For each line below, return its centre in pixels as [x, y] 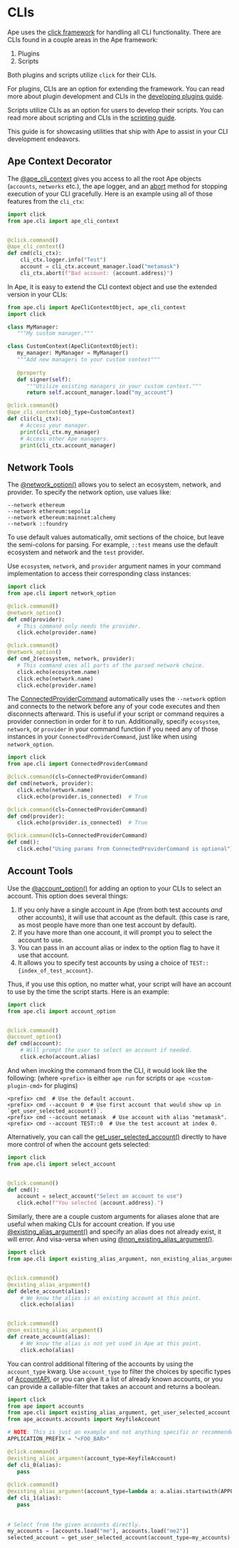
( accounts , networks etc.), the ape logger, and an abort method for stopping [117, 186]
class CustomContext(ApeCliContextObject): [73, 346]
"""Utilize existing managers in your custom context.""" [114, 386]
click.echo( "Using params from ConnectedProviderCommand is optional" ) [125, 849]
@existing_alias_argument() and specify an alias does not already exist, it [115, 1232]
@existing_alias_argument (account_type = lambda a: [83, 1492]
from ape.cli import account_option [62, 1011]
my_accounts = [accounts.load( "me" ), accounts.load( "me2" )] [99, 1531]
